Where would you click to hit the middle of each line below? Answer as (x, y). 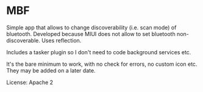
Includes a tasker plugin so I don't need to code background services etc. (99, 52)
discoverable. (23, 40)
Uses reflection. (62, 40)
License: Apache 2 (30, 82)
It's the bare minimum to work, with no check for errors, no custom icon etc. (102, 64)
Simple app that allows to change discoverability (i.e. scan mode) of (91, 27)
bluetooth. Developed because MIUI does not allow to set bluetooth (91, 34)
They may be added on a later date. (51, 70)
